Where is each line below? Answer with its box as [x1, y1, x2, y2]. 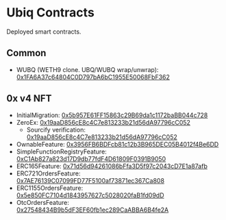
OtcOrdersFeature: [16, 198, 70, 206]
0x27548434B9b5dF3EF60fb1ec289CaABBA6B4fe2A [16, 206, 169, 214]
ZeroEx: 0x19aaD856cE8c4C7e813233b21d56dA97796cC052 [16, 118, 191, 126]
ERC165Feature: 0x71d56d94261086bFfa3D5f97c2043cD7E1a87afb [16, 162, 208, 170]
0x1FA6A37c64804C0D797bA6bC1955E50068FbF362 [16, 73, 171, 81]
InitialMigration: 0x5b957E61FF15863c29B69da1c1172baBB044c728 [16, 111, 208, 119]
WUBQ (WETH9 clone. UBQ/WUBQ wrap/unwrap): [16, 65, 159, 73]
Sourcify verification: [26, 125, 86, 134]
